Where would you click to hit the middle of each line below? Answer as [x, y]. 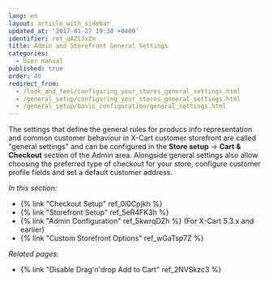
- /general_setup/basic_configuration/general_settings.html [121, 106]
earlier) [32, 230]
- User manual [39, 62]
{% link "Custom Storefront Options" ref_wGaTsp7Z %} [112, 238]
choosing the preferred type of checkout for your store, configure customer [135, 164]
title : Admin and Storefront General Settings [88, 46]
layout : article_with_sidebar [60, 23]
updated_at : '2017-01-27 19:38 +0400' [74, 31]
